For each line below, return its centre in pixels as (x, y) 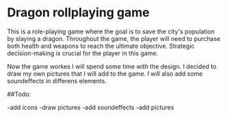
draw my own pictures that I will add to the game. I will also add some (105, 74)
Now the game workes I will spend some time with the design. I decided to (112, 66)
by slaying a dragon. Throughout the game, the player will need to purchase (114, 38)
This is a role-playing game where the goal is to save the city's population (111, 31)
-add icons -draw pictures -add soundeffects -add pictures (91, 107)
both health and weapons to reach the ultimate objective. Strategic (101, 46)
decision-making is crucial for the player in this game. (83, 53)
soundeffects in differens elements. (57, 80)
